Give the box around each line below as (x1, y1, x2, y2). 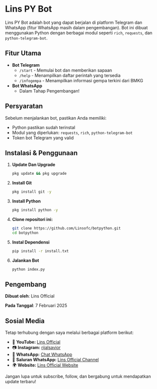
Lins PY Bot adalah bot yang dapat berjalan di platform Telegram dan (5, 19, 142, 25)
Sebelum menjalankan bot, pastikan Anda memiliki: (5, 115, 107, 121)
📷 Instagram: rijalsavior (12, 345, 61, 351)
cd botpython (12, 230, 39, 235)
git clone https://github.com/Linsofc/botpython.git (12, 226, 121, 231)
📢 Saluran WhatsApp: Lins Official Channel (12, 357, 99, 363)
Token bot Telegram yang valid (12, 135, 74, 141)
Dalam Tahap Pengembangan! (19, 88, 80, 93)
